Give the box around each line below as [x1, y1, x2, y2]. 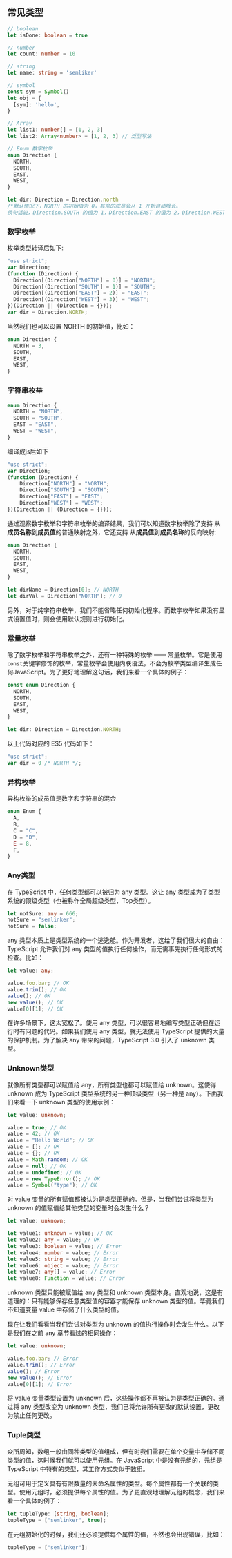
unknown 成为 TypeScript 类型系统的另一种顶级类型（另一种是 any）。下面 [7, 1089, 217, 1098]
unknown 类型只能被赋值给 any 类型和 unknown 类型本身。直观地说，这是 [7, 1288, 217, 1296]
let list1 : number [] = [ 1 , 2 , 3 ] [7, 126, 104, 133]
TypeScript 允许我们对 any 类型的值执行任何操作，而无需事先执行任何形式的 [7, 945, 223, 953]
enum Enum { [7, 808, 41, 815]
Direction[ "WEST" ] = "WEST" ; [19, 500, 104, 507]
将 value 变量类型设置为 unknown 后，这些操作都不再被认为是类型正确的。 [7, 1394, 219, 1403]
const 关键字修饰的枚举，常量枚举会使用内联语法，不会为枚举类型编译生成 [7, 659, 216, 668]
